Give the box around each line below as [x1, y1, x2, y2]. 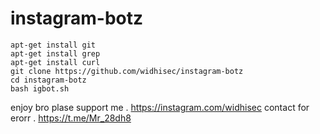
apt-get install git [10, 40, 97, 50]
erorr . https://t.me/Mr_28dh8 [10, 112, 132, 124]
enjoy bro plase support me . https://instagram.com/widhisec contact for [10, 101, 310, 113]
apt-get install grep [10, 48, 101, 59]
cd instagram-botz [10, 75, 87, 85]
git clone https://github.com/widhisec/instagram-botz [10, 66, 244, 76]
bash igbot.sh [10, 83, 70, 94]
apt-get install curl [10, 57, 101, 67]
